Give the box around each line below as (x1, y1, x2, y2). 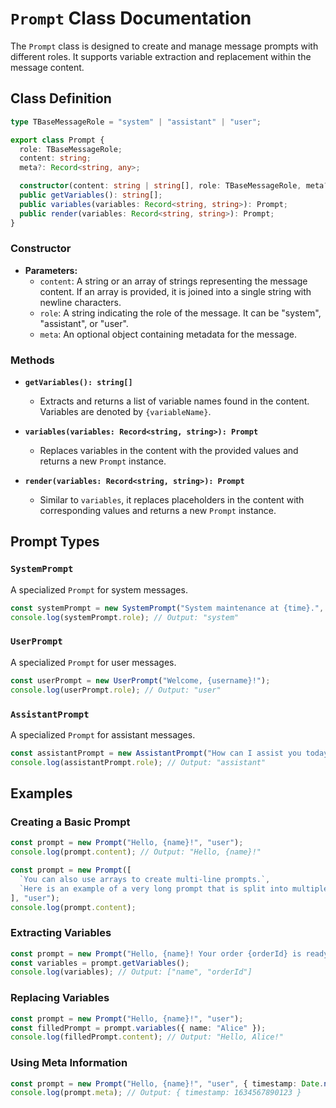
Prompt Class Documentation (10, 7, 252, 30)
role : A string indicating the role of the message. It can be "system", (39, 307, 322, 319)
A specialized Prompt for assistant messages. (10, 728, 196, 741)
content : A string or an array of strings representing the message (39, 275, 308, 287)
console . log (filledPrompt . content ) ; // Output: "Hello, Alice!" (10, 1032, 284, 1042)
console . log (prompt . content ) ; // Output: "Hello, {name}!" (10, 847, 262, 857)
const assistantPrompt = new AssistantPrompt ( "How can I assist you (10, 748, 302, 758)
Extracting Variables (10, 926, 112, 940)
